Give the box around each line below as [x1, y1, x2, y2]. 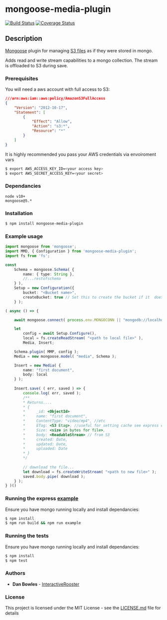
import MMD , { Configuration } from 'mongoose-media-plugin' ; [5, 249, 137, 254]
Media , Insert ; [23, 340, 55, 346]
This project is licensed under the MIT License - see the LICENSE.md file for [5, 605, 161, 611]
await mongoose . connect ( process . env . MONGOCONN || [14, 317, 121, 322]
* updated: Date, [23, 442, 68, 447]
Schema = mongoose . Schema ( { [14, 267, 75, 272]
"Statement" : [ [14, 110, 46, 115]
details [5, 610, 19, 616]
